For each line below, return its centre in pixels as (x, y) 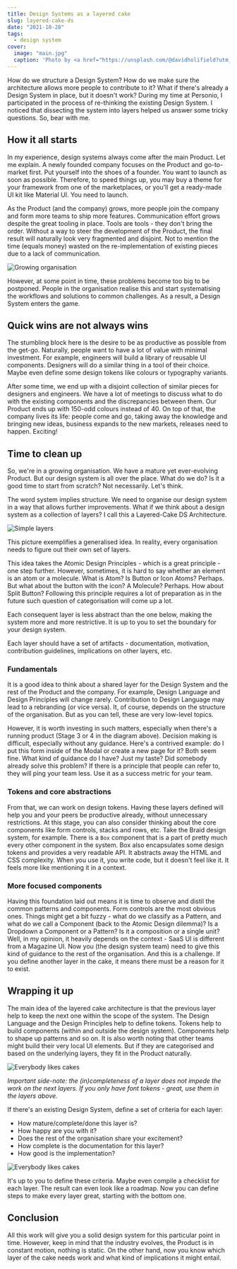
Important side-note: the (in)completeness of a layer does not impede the (114, 1081)
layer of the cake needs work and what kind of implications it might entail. (114, 1258)
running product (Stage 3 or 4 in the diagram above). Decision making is (112, 736)
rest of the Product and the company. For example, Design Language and (114, 692)
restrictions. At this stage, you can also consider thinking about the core (112, 822)
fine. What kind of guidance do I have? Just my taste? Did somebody (107, 759)
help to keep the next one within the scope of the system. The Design (108, 1016)
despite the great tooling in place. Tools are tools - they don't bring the (110, 223)
